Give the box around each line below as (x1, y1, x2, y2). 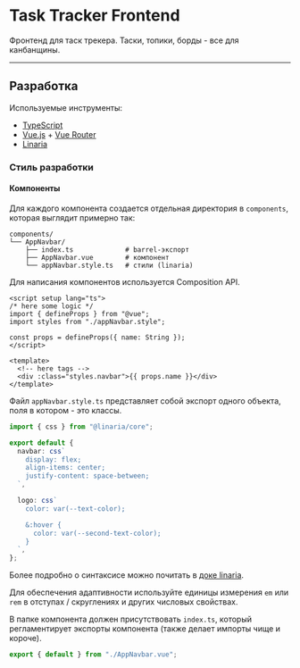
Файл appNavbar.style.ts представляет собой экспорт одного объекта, (9, 395, 281, 406)
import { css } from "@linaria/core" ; (9, 422, 154, 431)
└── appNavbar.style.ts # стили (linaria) (25, 261, 194, 270)
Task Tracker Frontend (9, 5, 180, 26)
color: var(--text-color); (25, 504, 126, 514)
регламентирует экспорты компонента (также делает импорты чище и (9, 623, 281, 634)
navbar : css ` (17, 447, 66, 455)
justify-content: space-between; (25, 472, 150, 480)
